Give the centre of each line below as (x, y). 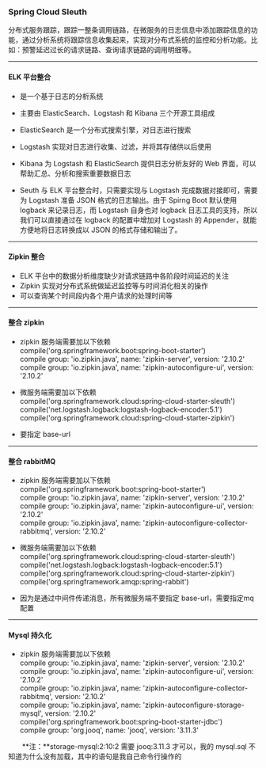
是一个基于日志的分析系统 (61, 96)
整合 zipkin (27, 322)
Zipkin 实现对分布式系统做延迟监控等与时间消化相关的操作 (114, 285)
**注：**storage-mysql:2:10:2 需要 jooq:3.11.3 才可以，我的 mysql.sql (134, 747)
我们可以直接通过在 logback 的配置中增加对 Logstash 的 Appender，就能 (138, 219)
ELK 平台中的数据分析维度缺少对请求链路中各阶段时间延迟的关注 (124, 276)
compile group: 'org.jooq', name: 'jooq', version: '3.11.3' (109, 730)
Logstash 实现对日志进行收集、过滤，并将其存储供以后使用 (116, 146)
